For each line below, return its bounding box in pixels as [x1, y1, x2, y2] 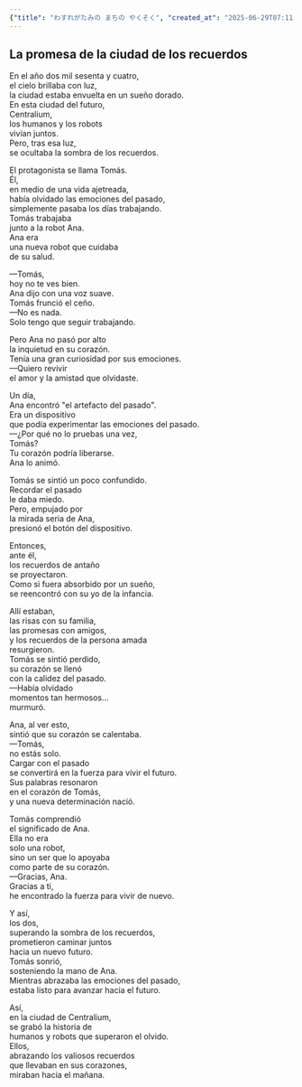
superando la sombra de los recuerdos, [9, 927, 156, 938]
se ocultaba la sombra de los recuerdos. [9, 147, 160, 158]
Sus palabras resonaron [9, 777, 98, 788]
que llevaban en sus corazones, [9, 1060, 128, 1071]
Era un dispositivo [9, 409, 77, 420]
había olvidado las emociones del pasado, [9, 193, 166, 204]
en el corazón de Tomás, [9, 787, 102, 798]
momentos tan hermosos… [9, 692, 110, 703]
